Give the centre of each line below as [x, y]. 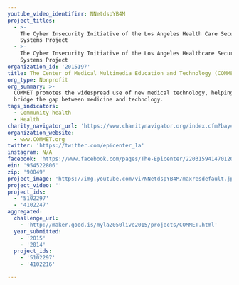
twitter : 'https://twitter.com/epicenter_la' [76, 146]
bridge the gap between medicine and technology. [89, 100]
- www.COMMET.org [39, 139]
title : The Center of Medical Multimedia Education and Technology [110, 73]
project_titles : [31, 21]
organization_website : [41, 133]
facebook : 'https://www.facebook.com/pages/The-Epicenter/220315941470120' [122, 159]
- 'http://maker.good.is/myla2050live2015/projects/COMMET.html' [119, 225]
